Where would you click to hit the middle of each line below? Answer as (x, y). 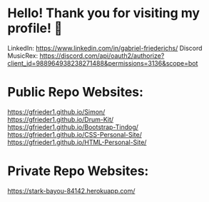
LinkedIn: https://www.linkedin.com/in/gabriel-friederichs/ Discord (105, 48)
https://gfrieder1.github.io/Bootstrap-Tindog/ (73, 127)
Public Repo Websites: (76, 92)
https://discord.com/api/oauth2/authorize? (102, 56)
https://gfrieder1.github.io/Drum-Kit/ (61, 119)
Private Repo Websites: (78, 171)
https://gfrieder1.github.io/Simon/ (56, 111)
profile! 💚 (35, 28)
